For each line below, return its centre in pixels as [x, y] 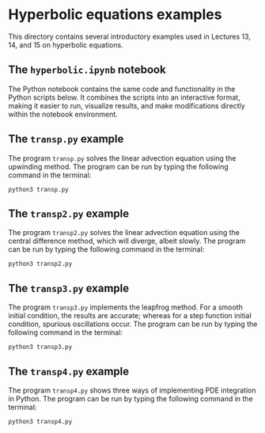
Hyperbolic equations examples [115, 15]
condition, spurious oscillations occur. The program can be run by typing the [133, 324]
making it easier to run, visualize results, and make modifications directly [127, 105]
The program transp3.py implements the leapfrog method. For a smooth [125, 307]
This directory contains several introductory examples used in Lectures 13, [130, 36]
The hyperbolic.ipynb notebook [87, 70]
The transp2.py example [69, 213]
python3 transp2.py [40, 264]
